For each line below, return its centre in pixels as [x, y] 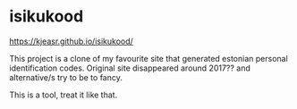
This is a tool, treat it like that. [64, 95]
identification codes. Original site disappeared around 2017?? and [130, 68]
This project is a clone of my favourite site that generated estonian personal [148, 58]
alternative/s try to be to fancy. [66, 77]
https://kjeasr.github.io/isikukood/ [72, 41]
